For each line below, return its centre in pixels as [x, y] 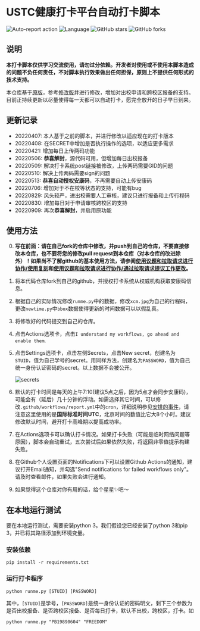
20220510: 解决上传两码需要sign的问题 [62, 173]
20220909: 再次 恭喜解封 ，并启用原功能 [63, 210]
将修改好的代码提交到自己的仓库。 [57, 321]
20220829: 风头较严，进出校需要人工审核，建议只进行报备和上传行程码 [102, 195]
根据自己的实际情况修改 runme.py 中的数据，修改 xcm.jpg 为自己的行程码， [103, 301]
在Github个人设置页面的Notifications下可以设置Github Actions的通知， [101, 462]
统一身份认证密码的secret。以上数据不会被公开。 [75, 368]
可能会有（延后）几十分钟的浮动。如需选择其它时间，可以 [85, 399]
